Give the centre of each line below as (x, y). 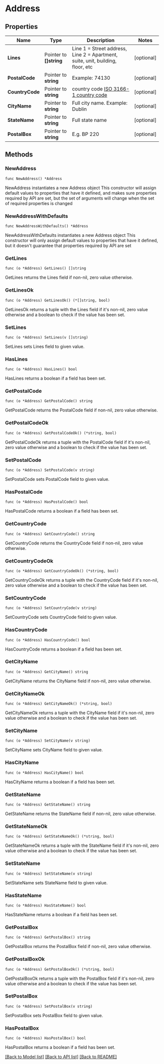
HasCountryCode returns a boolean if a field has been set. (64, 649)
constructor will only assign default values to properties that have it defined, (82, 240)
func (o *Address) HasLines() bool (41, 369)
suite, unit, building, (94, 61)
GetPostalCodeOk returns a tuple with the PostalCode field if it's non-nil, (78, 442)
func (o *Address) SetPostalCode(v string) (50, 470)
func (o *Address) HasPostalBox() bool (46, 1038)
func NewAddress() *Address (34, 179)
